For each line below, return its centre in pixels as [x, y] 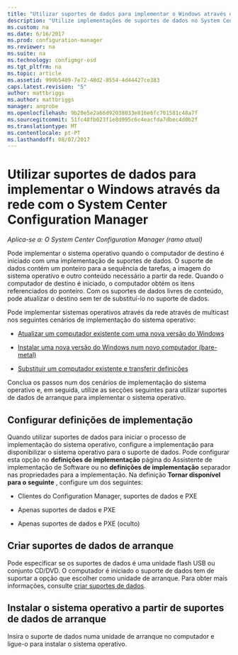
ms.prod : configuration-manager [55, 40]
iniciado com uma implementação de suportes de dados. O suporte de [110, 261]
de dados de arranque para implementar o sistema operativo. [97, 398]
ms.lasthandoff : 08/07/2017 [49, 139]
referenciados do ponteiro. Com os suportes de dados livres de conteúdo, [115, 291]
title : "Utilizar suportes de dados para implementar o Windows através [117, 14]
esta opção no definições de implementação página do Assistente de [110, 460]
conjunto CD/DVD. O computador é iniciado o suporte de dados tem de [111, 570]
